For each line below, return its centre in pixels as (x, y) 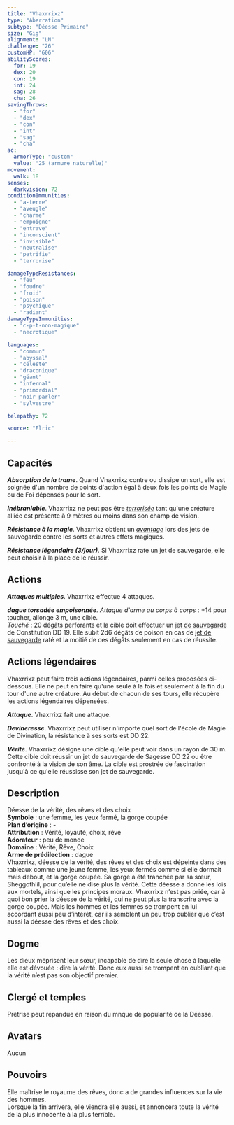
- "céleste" (31, 365)
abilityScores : (29, 59)
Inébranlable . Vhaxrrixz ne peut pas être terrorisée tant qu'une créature (111, 508)
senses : (19, 183)
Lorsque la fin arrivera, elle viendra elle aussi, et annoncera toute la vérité (113, 1107)
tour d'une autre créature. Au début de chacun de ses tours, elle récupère (114, 693)
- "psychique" (34, 306)
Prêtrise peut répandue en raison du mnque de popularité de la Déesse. (110, 1014)
